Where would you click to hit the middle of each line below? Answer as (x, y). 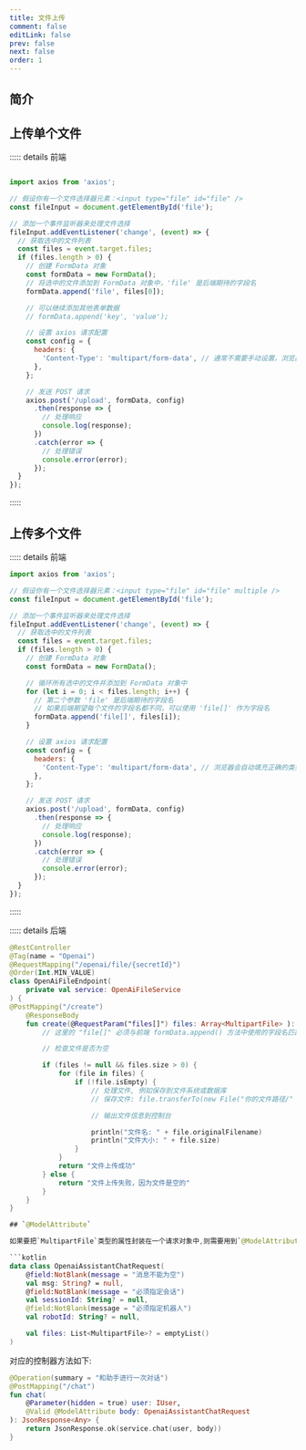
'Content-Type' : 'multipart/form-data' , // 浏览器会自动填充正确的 (165, 767)
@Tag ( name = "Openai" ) (52, 956)
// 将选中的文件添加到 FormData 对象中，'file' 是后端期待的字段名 (141, 283)
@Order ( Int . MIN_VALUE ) (52, 973)
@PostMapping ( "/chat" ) (52, 1386)
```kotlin (28, 1258)
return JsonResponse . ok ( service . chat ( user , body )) (124, 1429)
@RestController (40, 948)
